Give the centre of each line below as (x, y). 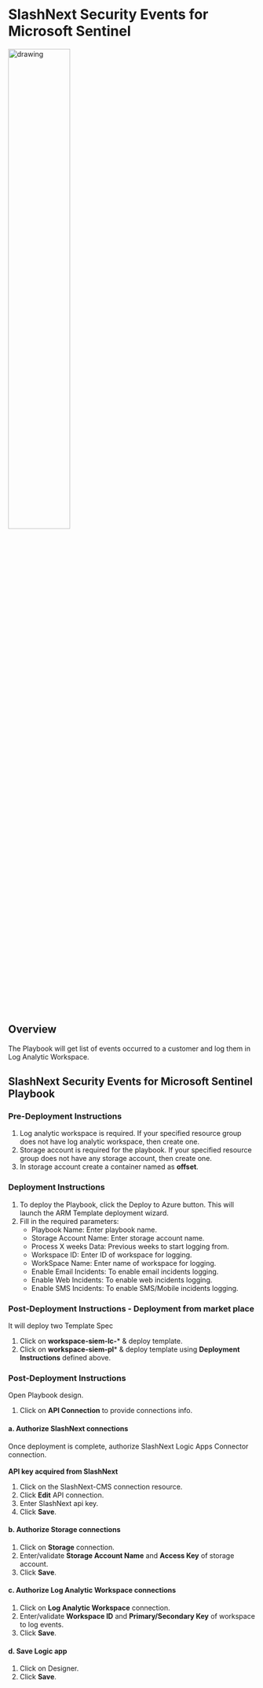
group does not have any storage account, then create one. (115, 1159)
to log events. (42, 1624)
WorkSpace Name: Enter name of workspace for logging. (124, 1263)
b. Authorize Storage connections (64, 1530)
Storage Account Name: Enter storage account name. (118, 1237)
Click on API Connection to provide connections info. (106, 1411)
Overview (33, 1029)
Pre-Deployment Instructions (65, 1116)
